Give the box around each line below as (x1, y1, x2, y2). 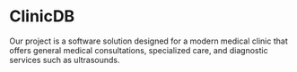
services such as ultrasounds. (9, 54, 120, 65)
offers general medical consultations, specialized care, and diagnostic (9, 44, 268, 55)
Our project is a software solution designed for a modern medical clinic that (9, 36, 289, 46)
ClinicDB (9, 6, 75, 27)
